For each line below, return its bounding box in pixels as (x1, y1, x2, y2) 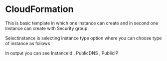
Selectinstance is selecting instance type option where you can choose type (5, 35, 162, 41)
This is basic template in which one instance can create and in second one (5, 20, 159, 26)
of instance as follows (5, 40, 50, 46)
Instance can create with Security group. (5, 25, 89, 31)
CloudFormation (5, 3, 74, 15)
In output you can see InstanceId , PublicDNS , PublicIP (5, 50, 119, 56)
